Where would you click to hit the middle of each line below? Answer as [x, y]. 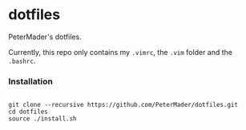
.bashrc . [22, 61]
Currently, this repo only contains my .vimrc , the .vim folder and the [121, 52]
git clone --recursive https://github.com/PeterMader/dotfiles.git [123, 105]
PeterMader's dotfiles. [45, 37]
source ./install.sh [43, 119]
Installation [31, 81]
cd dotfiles [28, 112]
